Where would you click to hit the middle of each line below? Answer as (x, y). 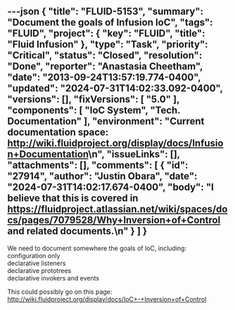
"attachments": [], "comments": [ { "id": (98, 166)
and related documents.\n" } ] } (77, 231)
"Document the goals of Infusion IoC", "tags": (110, 23)
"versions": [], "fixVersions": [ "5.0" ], (94, 99)
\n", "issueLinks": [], (134, 154)
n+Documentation (48, 154)
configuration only (34, 255)
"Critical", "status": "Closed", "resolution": (105, 56)
